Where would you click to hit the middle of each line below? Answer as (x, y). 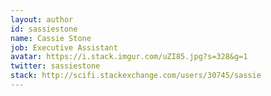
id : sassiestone (44, 29)
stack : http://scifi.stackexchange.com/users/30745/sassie (136, 76)
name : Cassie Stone (51, 38)
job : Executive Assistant (64, 47)
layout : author (42, 19)
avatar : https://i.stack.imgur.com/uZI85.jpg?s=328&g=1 (129, 57)
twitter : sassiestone (55, 66)
